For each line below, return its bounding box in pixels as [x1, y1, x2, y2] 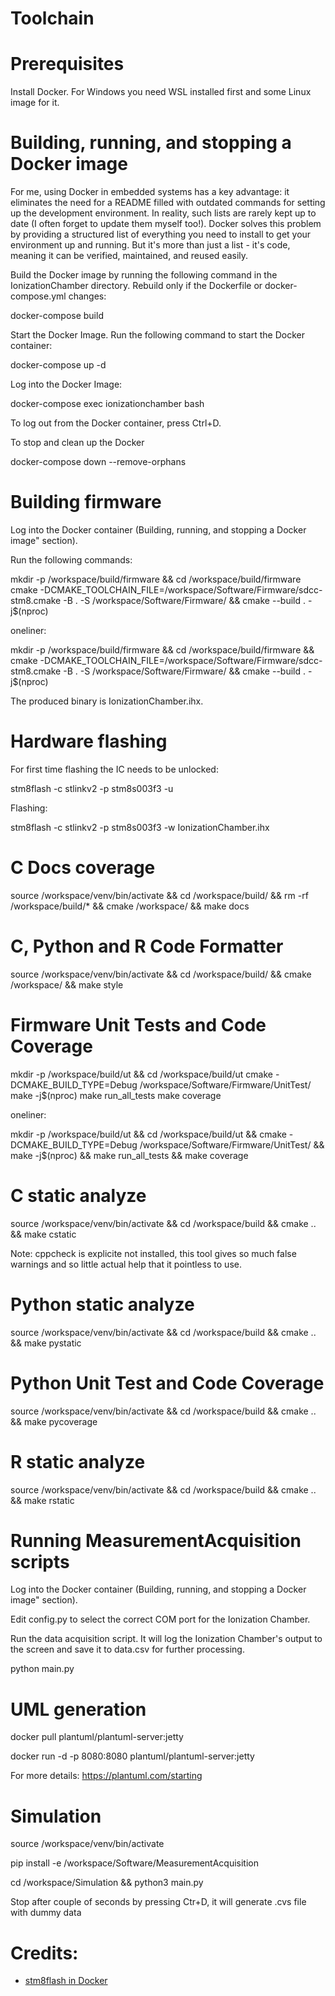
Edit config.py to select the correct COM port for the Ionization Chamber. [10, 1613, 311, 1626]
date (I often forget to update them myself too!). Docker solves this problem [10, 218, 322, 230]
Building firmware [10, 491, 162, 514]
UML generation [10, 1698, 147, 1721]
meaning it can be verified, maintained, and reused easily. [10, 250, 249, 262]
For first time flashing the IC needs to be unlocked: [10, 763, 219, 775]
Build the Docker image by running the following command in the [10, 269, 278, 281]
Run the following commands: [10, 554, 133, 566]
